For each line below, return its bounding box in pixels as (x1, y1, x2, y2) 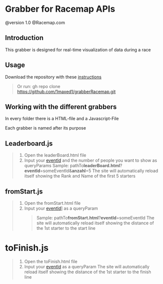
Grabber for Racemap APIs (5, 3, 116, 15)
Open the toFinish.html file (24, 258, 78, 264)
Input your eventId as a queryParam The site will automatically (24, 263, 150, 269)
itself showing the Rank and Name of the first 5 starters (24, 173, 136, 179)
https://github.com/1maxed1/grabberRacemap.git (17, 88, 116, 94)
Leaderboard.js (5, 139, 53, 148)
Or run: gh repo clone (17, 83, 61, 89)
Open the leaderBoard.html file (24, 153, 86, 158)
